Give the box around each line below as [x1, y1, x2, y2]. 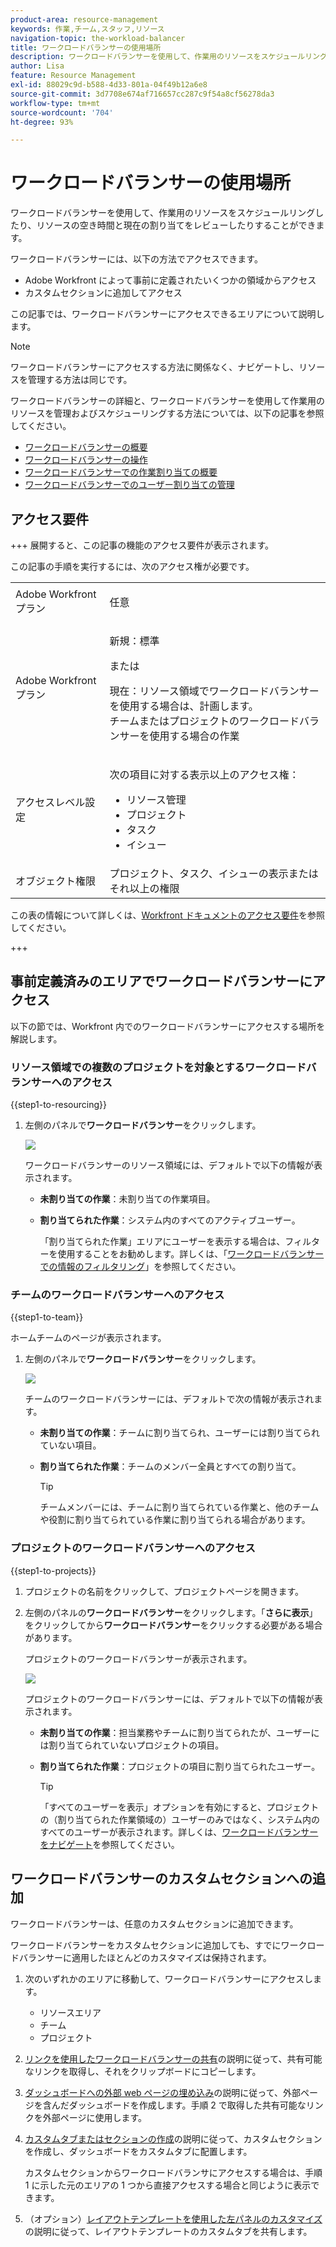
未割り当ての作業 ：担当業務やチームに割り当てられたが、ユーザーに [39, 1726, 320, 1738]
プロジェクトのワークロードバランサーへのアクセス [10, 1541, 256, 1555]
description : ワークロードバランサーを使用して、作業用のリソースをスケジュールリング [10, 52, 328, 62]
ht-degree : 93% [10, 117, 74, 127]
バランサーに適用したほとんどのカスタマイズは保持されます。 [18, 1951, 272, 1963]
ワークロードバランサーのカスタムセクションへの [10, 1871, 313, 1888]
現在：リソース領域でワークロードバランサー [109, 684, 320, 698]
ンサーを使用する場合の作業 [109, 729, 240, 743]
